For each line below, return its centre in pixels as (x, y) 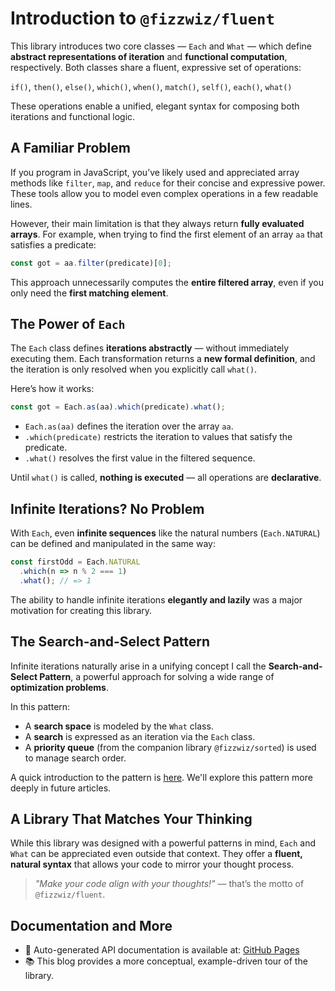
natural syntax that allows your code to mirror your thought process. (152, 864)
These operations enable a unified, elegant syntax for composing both (155, 106)
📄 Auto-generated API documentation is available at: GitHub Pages (162, 950)
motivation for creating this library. (81, 610)
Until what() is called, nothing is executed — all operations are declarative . (166, 478)
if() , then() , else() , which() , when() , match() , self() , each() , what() (151, 86)
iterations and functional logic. (73, 116)
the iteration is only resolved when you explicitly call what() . (134, 369)
